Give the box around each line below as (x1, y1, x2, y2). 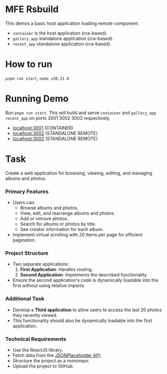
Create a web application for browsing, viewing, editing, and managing (5, 170, 153, 176)
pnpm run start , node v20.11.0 (5, 75, 69, 81)
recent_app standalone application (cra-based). (12, 40, 111, 46)
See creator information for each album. (20, 226, 104, 232)
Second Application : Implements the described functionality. (20, 272, 148, 278)
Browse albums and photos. (20, 205, 78, 211)
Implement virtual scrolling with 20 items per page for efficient (12, 231, 143, 238)
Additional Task (5, 295, 45, 302)
